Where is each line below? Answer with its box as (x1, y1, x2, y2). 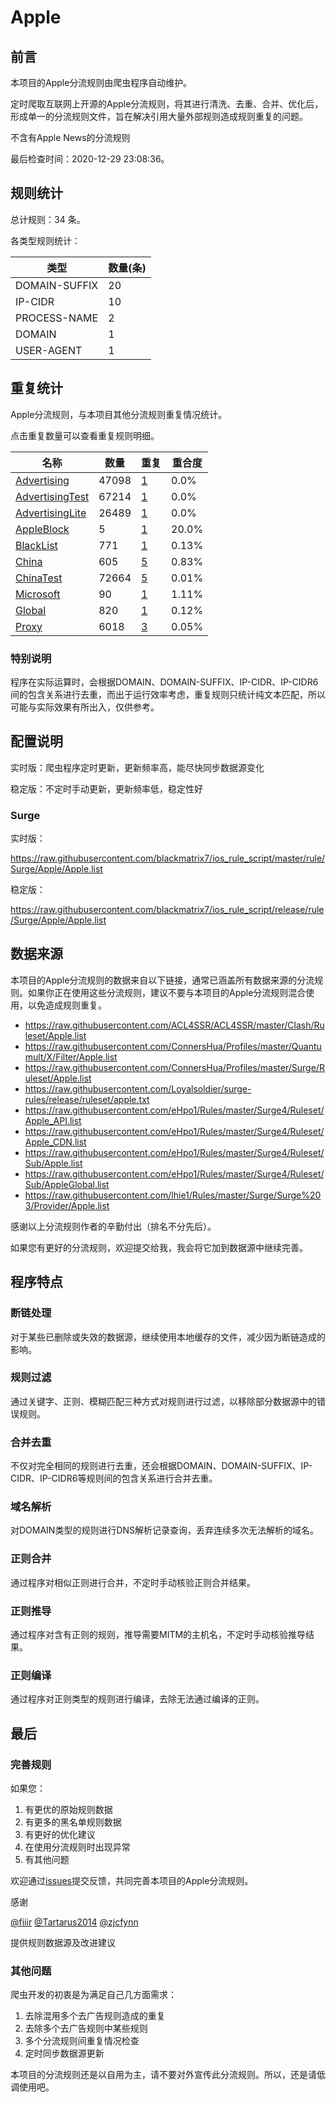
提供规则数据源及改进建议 (10, 1937, 116, 1948)
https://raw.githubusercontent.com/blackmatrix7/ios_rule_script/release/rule (10, 904, 325, 916)
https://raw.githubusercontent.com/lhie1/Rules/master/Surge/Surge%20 (24, 1189, 322, 1201)
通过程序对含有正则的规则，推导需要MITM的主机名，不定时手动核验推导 (10, 1629, 307, 1641)
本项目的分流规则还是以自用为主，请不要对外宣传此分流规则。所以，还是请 (10, 2069, 317, 2081)
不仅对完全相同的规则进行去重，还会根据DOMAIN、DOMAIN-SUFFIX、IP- (10, 1460, 313, 1472)
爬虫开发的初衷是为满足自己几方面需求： (10, 1989, 177, 2001)
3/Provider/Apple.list (24, 1199, 110, 1211)
